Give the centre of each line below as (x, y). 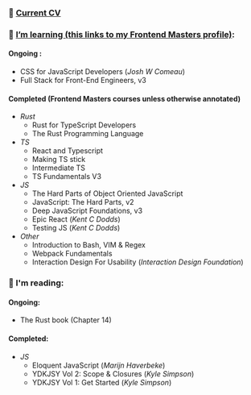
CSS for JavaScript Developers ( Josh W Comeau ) (103, 72)
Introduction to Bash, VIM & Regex (89, 245)
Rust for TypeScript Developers (84, 125)
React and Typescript (67, 151)
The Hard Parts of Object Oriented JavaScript (107, 193)
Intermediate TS (59, 168)
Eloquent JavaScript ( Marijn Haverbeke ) (99, 365)
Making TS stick (59, 160)
